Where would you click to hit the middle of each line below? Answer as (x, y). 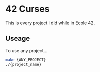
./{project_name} (23, 64)
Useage (18, 39)
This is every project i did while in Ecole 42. (50, 23)
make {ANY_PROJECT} (26, 60)
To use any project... (26, 50)
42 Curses (27, 9)
